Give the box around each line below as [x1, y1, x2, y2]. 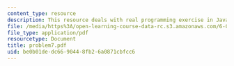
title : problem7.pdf [7, 42, 68, 49]
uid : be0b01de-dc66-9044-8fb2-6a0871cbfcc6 [7, 49, 136, 56]
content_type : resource [7, 10, 77, 17]
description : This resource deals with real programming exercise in [7, 16, 214, 23]
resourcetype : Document [7, 36, 77, 43]
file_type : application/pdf [7, 29, 89, 36]
